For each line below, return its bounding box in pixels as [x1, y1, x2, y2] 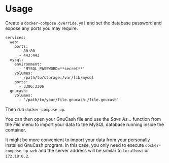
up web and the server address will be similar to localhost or [23, 147, 149, 153]
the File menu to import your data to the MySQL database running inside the [5, 121, 164, 127]
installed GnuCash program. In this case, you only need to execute [5, 142, 144, 148]
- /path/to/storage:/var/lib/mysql [18, 75, 94, 80]
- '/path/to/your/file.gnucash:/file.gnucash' [18, 97, 119, 102]
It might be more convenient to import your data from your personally [5, 137, 150, 143]
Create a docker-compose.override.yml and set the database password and [5, 20, 162, 26]
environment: [14, 61, 42, 67]
